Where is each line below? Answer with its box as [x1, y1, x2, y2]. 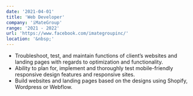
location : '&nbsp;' [6, 36, 55, 42]
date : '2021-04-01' [6, 8, 55, 15]
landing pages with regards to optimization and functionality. [14, 58, 163, 65]
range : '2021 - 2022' [6, 25, 60, 31]
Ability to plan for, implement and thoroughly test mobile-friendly [14, 65, 173, 71]
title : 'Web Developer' [6, 14, 65, 20]
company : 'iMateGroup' [6, 19, 62, 25]
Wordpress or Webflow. [14, 84, 72, 90]
